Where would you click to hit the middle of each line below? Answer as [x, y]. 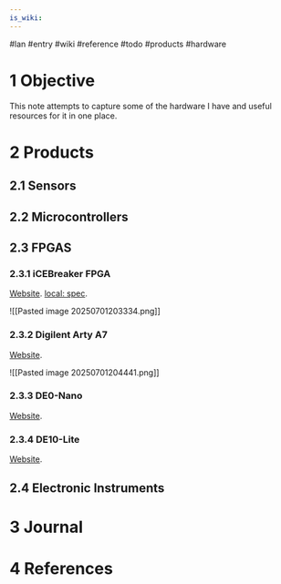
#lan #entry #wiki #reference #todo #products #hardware [118, 44]
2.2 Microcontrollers [69, 216]
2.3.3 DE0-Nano [46, 395]
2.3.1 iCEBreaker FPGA [60, 273]
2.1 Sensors [43, 186]
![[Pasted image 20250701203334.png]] [85, 312]
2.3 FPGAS [41, 247]
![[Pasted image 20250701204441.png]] [84, 372]
